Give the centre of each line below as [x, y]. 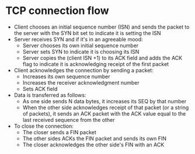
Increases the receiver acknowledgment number [81, 82]
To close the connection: [44, 126]
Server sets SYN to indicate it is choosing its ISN [81, 51]
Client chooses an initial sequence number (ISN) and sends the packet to [102, 27]
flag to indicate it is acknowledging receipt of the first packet [96, 64]
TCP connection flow [57, 11]
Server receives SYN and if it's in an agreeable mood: [79, 39]
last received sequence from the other [69, 120]
